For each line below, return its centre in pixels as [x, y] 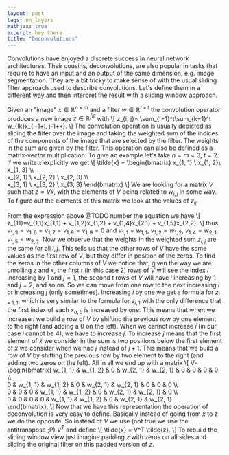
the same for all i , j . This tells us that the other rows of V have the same [107, 248]
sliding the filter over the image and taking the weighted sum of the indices [113, 133]
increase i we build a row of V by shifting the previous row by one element [112, 319]
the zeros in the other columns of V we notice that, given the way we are [110, 263]
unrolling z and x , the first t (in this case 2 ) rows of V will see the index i [108, 270]
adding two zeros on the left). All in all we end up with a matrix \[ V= [103, 363]
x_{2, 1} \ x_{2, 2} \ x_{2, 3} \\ [48, 177]
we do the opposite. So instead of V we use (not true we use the [98, 421]
